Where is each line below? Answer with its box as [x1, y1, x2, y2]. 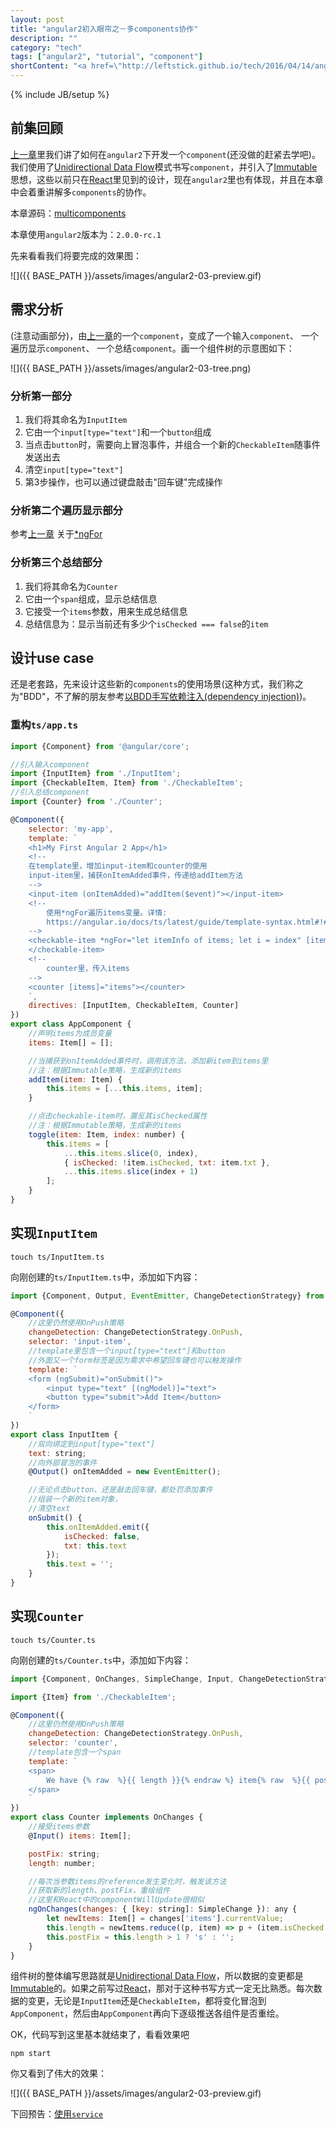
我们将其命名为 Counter [24, 580, 118, 592]
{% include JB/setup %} [10, 89, 110, 100]
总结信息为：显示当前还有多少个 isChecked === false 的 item [24, 617, 269, 630]
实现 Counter [10, 1608, 85, 1625]
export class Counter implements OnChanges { [10, 1812, 203, 1823]
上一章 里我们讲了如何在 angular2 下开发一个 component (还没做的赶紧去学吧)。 [10, 148, 321, 160]
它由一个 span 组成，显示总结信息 [24, 592, 158, 605]
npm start [10, 2049, 52, 2059]
